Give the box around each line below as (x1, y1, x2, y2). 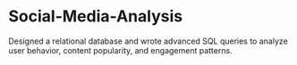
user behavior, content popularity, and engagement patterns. (8, 45, 233, 55)
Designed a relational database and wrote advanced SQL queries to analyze (8, 36, 288, 46)
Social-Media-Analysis (8, 6, 183, 27)
